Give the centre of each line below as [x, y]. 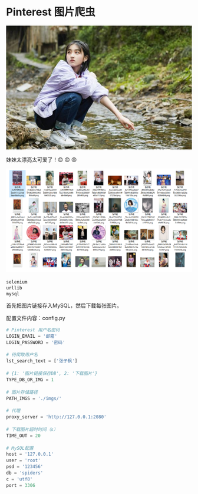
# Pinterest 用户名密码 [33, 330]
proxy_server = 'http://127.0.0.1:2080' [57, 417]
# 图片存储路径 [22, 392]
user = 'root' [24, 460]
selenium [17, 282]
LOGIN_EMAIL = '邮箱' [32, 336]
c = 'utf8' [19, 479]
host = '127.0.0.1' [30, 455]
